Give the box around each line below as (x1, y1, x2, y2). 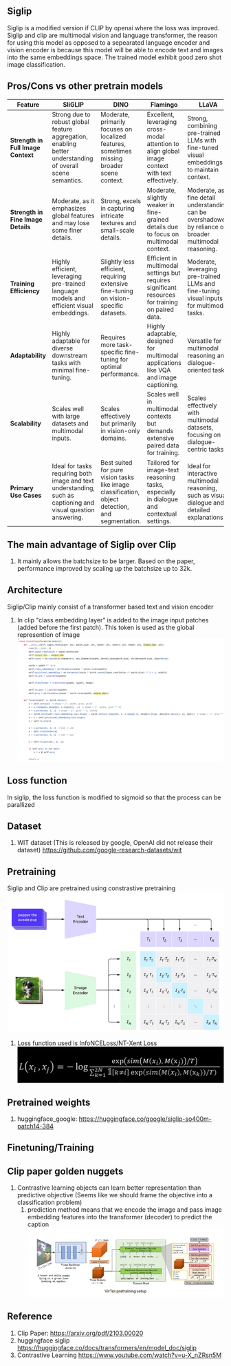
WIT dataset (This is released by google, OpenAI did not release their (16, 839, 213, 847)
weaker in (146, 200, 175, 209)
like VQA (146, 366, 171, 375)
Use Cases (10, 492, 42, 500)
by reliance (187, 222, 219, 231)
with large (52, 412, 80, 421)
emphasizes (52, 204, 87, 213)
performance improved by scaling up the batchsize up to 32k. (16, 564, 192, 572)
